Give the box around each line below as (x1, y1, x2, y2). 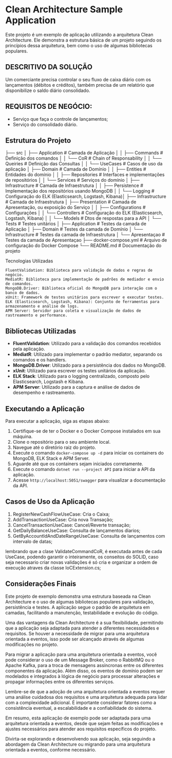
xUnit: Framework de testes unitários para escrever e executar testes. (5, 295, 164, 300)
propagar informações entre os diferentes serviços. (5, 678, 114, 685)
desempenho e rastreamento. (12, 389, 75, 396)
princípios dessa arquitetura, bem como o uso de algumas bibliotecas (5, 42, 152, 48)
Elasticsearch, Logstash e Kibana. (12, 378, 85, 385)
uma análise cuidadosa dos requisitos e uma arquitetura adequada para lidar (5, 694, 167, 700)
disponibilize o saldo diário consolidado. (5, 87, 90, 93)
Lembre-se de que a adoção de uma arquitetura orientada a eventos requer (5, 688, 165, 694)
